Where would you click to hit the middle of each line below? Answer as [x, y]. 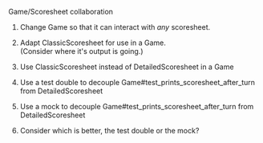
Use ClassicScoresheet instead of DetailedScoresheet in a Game [127, 67]
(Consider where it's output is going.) [81, 51]
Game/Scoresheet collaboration [61, 12]
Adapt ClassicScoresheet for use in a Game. [93, 43]
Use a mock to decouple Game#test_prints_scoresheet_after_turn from [137, 106]
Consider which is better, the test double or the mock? [109, 131]
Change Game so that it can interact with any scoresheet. [115, 27]
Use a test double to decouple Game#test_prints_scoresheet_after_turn [137, 82]
